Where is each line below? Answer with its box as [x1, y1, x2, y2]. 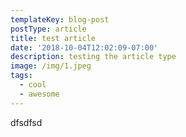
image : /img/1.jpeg [10, 61, 92, 71]
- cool [19, 80, 47, 90]
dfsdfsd [10, 116, 43, 128]
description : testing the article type [10, 52, 177, 62]
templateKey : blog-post [10, 14, 110, 25]
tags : [10, 71, 33, 81]
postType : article [10, 24, 87, 34]
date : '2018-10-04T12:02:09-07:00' [10, 42, 159, 53]
